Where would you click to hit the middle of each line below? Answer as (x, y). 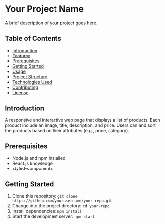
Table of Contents (33, 38)
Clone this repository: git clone (45, 196)
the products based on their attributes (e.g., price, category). (67, 130)
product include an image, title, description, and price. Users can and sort (81, 125)
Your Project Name (45, 9)
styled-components (32, 168)
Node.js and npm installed (39, 158)
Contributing (25, 87)
